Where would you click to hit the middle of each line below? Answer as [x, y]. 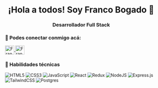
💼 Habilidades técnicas [33, 64]
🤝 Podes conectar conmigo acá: [43, 38]
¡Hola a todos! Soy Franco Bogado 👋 [81, 10]
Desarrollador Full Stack [81, 25]
